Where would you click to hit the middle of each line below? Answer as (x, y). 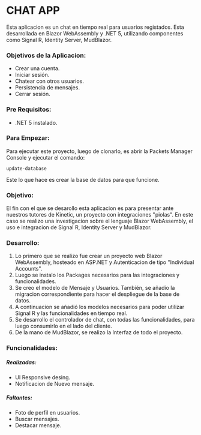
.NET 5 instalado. (36, 122)
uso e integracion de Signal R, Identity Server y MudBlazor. (79, 227)
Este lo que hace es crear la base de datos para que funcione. (83, 179)
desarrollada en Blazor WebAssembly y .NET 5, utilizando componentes (95, 33)
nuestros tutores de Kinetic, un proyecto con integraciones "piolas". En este (100, 215)
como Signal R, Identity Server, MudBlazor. (59, 40)
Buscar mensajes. (37, 419)
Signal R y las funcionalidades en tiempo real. (71, 313)
